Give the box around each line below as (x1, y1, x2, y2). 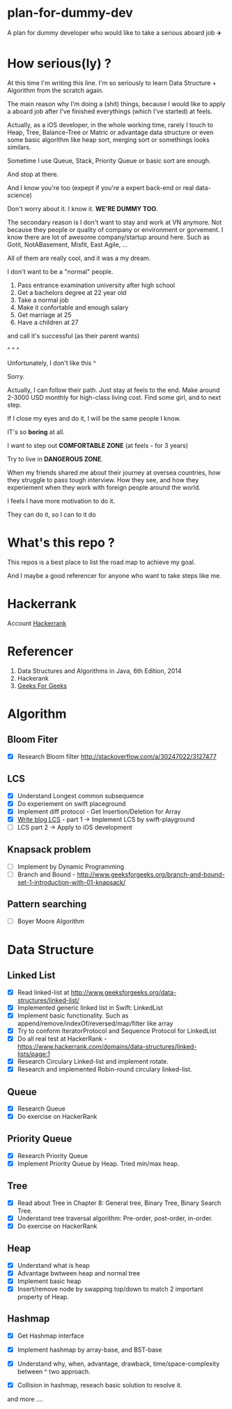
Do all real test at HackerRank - (17, 1034, 107, 1043)
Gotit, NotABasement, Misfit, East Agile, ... (7, 240, 128, 249)
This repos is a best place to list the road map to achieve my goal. (7, 558, 196, 566)
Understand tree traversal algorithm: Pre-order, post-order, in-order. (17, 1214, 213, 1222)
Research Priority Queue (17, 1151, 88, 1159)
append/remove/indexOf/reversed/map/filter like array (17, 1019, 173, 1027)
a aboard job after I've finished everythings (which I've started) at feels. (7, 107, 212, 115)
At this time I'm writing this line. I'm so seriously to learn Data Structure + (7, 78, 217, 87)
